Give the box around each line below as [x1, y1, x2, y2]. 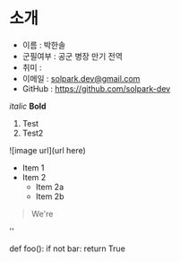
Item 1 [21, 162, 45, 173]
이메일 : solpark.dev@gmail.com [21, 73, 141, 83]
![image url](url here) [9, 144, 87, 155]
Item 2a [35, 181, 64, 192]
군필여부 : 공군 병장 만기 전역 [21, 50, 124, 61]
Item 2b [35, 190, 64, 202]
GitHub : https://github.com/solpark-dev [21, 83, 171, 94]
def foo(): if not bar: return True [9, 243, 125, 254]
